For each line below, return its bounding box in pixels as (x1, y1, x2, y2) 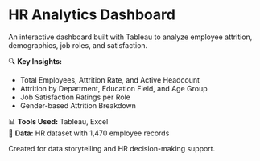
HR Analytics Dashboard (8, 6, 175, 24)
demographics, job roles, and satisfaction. (8, 40, 148, 50)
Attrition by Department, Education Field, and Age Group (19, 83, 208, 93)
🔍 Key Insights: (8, 56, 63, 66)
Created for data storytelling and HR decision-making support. (8, 143, 216, 153)
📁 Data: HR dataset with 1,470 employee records (8, 128, 170, 138)
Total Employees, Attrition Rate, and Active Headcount (19, 74, 200, 85)
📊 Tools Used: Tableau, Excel (8, 116, 109, 126)
